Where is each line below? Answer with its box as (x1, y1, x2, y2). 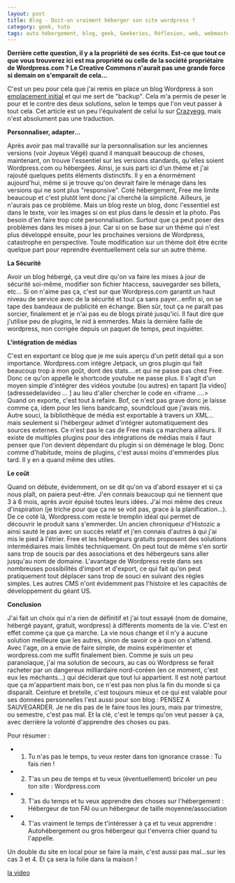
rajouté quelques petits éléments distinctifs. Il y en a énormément (7, 171, 196, 180)
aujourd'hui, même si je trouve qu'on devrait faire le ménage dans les (7, 179, 206, 187)
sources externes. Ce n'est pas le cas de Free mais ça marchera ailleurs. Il (7, 426, 222, 434)
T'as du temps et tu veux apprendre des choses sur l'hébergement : (27, 797, 225, 805)
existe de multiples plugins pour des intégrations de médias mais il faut (7, 433, 212, 442)
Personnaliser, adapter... (7, 128, 81, 136)
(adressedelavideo (7, 389, 61, 397)
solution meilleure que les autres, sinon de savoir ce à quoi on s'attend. (7, 636, 212, 645)
